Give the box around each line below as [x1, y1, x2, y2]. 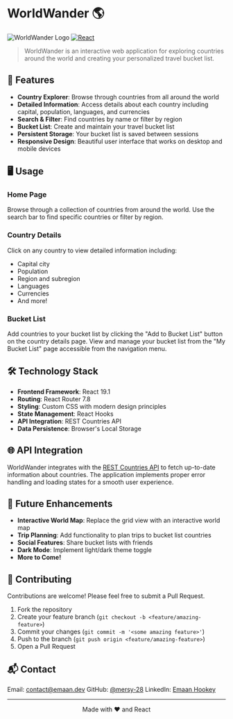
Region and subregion [17, 274, 81, 282]
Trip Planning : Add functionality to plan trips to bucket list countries [17, 531, 212, 540]
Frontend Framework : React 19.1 [17, 387, 111, 396]
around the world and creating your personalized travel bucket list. [24, 54, 215, 63]
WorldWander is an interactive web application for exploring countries [24, 47, 224, 55]
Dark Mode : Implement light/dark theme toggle [17, 546, 153, 554]
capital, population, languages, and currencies [17, 107, 150, 115]
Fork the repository [17, 606, 73, 614]
